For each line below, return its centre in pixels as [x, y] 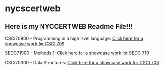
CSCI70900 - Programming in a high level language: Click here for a [74, 38]
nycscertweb [33, 9]
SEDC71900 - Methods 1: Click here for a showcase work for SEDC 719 [77, 53]
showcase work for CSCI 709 [35, 44]
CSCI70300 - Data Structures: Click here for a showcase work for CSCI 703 [82, 62]
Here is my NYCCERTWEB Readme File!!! [69, 27]
